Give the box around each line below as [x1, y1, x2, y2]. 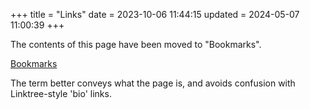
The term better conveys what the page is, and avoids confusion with [10, 77, 296, 89]
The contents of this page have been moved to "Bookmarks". [10, 39, 262, 50]
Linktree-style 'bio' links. [10, 88, 112, 99]
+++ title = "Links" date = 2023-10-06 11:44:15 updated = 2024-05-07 [10, 9, 300, 20]
